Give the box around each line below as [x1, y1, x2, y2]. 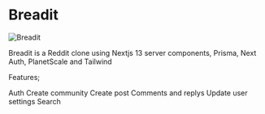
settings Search [8, 96, 61, 106]
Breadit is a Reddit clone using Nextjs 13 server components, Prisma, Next [8, 48, 257, 57]
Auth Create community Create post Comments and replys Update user [8, 87, 248, 98]
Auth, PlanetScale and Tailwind [8, 57, 112, 66]
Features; [8, 72, 41, 82]
